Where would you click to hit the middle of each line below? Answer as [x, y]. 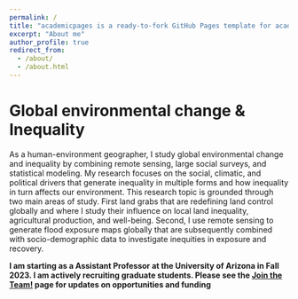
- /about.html [43, 67]
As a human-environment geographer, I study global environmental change [146, 154]
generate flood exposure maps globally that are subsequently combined [141, 229]
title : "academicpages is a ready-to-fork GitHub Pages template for [141, 26]
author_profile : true [49, 42]
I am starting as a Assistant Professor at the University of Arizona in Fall [144, 265]
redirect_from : [37, 51]
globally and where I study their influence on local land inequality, [129, 210]
